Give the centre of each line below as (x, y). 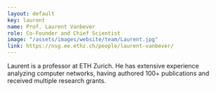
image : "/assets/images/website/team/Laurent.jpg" (83, 40)
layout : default (31, 14)
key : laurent (26, 20)
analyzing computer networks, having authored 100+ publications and (108, 73)
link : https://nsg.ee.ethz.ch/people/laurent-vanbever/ (90, 46)
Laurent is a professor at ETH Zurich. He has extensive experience (103, 66)
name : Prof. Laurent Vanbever (52, 26)
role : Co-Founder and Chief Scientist (64, 33)
